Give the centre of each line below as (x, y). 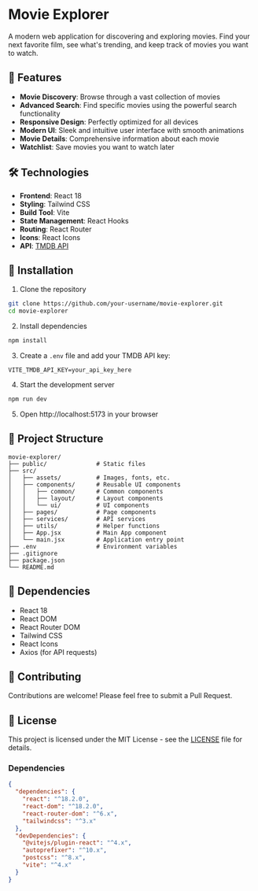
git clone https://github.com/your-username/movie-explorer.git (116, 304)
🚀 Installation (41, 270)
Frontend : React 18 (51, 195)
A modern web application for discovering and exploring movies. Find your (129, 36)
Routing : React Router (55, 229)
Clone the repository (53, 290)
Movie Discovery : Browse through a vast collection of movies (120, 97)
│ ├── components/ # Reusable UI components (94, 484)
